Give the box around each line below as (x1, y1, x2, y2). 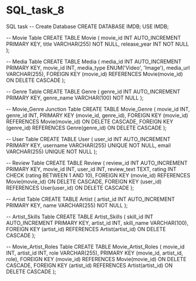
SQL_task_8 (6, 4, 65, 17)
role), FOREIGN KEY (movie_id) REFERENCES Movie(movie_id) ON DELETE (6, 255, 187, 262)
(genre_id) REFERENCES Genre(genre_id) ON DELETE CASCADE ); (6, 124, 167, 131)
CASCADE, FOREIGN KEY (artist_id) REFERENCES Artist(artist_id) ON (6, 262, 173, 269)
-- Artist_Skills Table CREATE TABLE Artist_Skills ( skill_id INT (6, 213, 154, 220)
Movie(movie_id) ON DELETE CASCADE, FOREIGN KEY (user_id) (6, 178, 162, 185)
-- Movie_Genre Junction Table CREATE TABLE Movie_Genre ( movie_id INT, (6, 105, 190, 112)
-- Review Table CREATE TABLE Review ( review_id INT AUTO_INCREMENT (6, 159, 188, 166)
